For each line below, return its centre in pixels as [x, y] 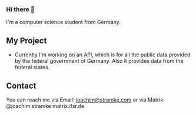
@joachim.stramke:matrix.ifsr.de [45, 106]
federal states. [32, 67]
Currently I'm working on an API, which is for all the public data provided [102, 55]
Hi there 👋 [21, 9]
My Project [26, 40]
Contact [21, 85]
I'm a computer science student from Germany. [63, 22]
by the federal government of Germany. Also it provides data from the [99, 61]
